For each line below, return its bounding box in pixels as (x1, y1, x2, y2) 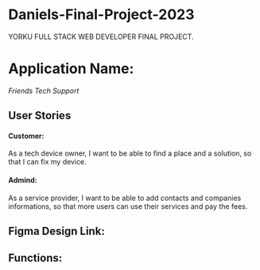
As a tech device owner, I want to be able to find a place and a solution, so (8, 148, 252, 158)
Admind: (8, 175, 37, 185)
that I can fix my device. (8, 157, 87, 167)
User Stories (8, 109, 72, 122)
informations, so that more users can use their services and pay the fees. (8, 201, 248, 211)
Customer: (8, 131, 45, 141)
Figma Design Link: (8, 225, 105, 238)
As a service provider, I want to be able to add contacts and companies (8, 193, 242, 202)
